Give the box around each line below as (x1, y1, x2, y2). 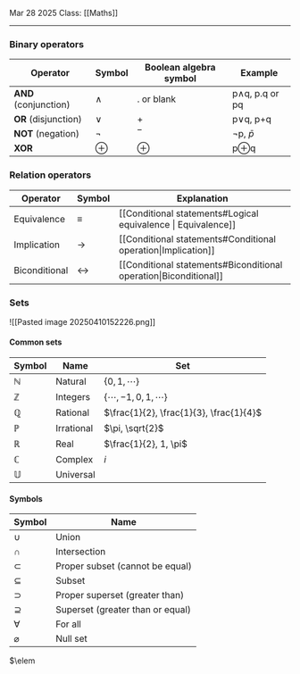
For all (54, 618, 82, 630)
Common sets (9, 337, 62, 347)
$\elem (9, 655, 36, 666)
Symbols (9, 493, 43, 503)
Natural (54, 375, 87, 387)
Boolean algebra (144, 62, 216, 74)
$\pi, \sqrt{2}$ (104, 422, 164, 435)
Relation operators (9, 169, 92, 181)
